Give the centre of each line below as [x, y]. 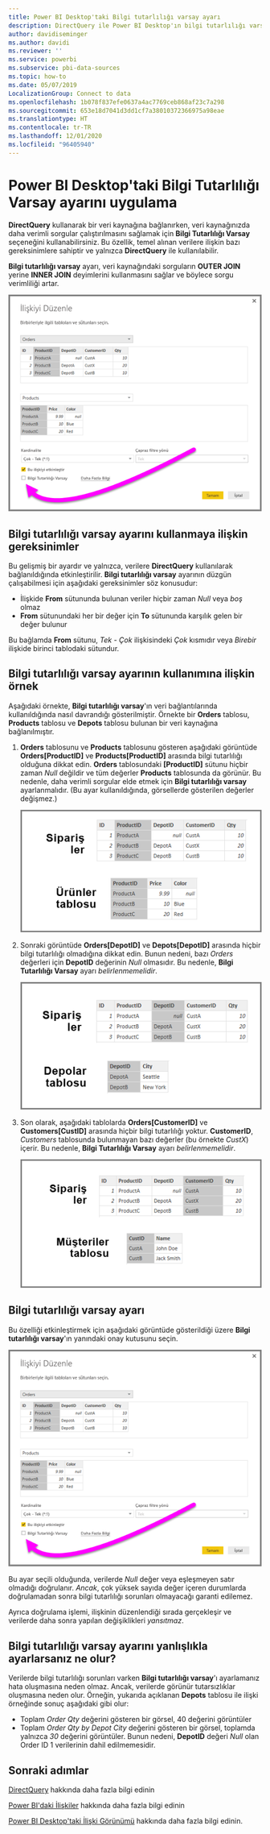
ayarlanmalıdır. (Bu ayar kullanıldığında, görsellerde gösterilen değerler [137, 790]
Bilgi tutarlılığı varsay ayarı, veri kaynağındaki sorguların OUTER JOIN [125, 266]
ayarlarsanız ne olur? [62, 1659]
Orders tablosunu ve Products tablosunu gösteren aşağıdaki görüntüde [139, 747]
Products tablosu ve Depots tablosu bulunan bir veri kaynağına [113, 723]
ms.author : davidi [39, 43]
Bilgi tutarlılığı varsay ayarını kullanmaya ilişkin [128, 534]
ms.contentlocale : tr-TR [50, 128]
